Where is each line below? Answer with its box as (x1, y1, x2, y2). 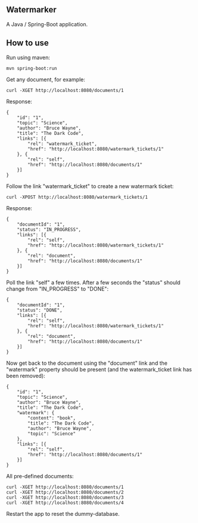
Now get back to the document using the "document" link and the (6, 359, 168, 367)
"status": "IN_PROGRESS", (17, 226, 82, 232)
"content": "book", (27, 415, 76, 421)
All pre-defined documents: (6, 472, 74, 479)
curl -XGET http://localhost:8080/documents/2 (6, 489, 124, 495)
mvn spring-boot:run (6, 65, 58, 71)
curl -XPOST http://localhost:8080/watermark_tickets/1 (6, 194, 148, 200)
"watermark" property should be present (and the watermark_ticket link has (6, 365, 192, 373)
